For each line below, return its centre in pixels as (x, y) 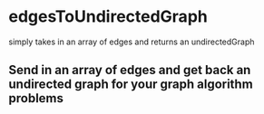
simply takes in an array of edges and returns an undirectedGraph (132, 42)
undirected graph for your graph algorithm (131, 85)
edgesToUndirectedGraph (108, 17)
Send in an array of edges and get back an (130, 70)
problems (36, 98)
